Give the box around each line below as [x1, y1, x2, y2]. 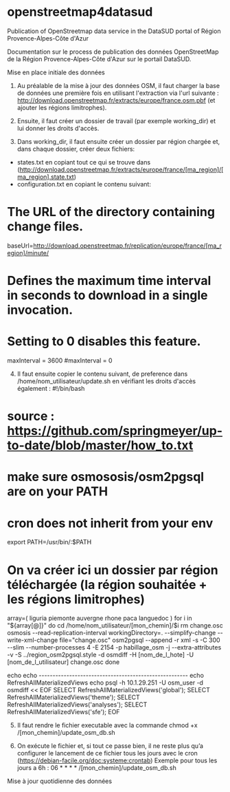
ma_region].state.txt [16, 173, 74, 181]
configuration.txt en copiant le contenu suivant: [16, 180, 151, 188]
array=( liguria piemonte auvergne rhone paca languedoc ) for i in [7, 614, 192, 623]
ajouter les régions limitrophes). [16, 103, 107, 111]
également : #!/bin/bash [16, 385, 85, 392]
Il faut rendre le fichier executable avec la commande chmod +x [16, 721, 198, 729]
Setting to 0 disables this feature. [7, 334, 201, 350]
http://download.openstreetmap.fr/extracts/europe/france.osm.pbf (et [16, 96, 216, 104]
